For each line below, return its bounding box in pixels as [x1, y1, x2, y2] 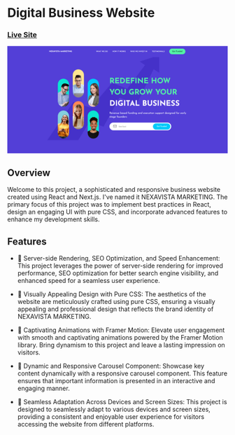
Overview [7, 167, 51, 179]
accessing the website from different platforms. [17, 420, 155, 429]
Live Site [7, 30, 37, 40]
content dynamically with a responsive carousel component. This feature [17, 369, 228, 378]
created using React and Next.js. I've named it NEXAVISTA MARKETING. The [7, 193, 228, 201]
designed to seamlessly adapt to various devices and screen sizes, [17, 405, 211, 414]
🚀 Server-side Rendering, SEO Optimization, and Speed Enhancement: [17, 254, 220, 263]
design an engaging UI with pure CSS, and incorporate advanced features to [7, 208, 228, 216]
